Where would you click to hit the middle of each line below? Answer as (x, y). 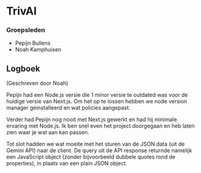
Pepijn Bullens (33, 43)
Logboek (23, 69)
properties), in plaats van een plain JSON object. (67, 163)
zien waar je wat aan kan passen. (48, 132)
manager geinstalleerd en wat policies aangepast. (68, 108)
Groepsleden (26, 30)
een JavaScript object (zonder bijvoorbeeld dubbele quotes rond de (91, 157)
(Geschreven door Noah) (37, 83)
